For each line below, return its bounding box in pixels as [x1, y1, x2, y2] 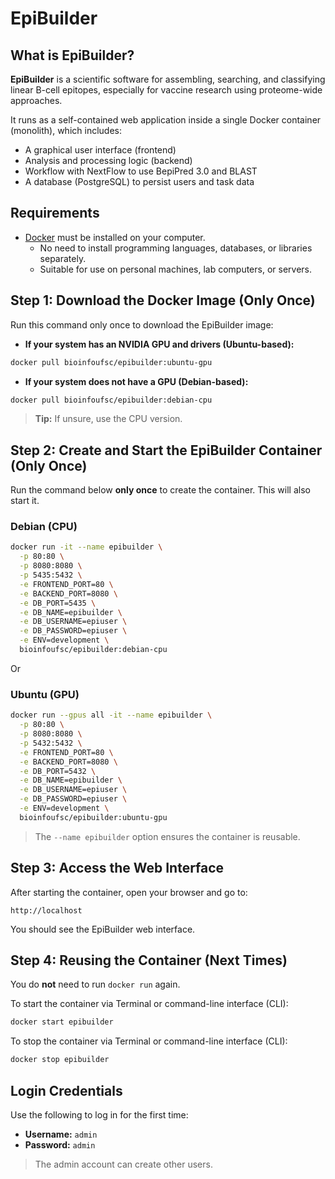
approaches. [10, 95, 63, 106]
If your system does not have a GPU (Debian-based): [24, 375, 249, 387]
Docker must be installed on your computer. [24, 231, 206, 243]
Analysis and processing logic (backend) [24, 155, 193, 166]
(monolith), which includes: [10, 125, 122, 136]
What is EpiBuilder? [10, 47, 135, 64]
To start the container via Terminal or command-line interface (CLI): [10, 998, 289, 1010]
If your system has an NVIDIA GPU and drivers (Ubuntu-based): [24, 338, 295, 350]
